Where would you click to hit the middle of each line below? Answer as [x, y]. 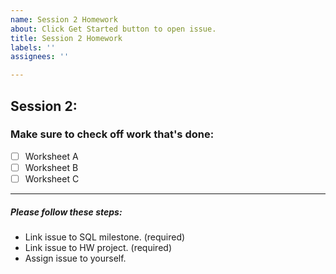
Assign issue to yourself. [75, 258]
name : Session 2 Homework [64, 19]
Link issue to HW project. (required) [98, 247]
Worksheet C [52, 178]
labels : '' [33, 47]
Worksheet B [51, 167]
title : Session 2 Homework [66, 38]
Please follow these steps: [66, 212]
